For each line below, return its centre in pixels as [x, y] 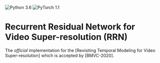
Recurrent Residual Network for [70, 27]
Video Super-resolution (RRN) [66, 37]
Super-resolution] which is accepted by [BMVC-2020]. [60, 55]
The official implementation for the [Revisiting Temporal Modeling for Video [80, 50]
